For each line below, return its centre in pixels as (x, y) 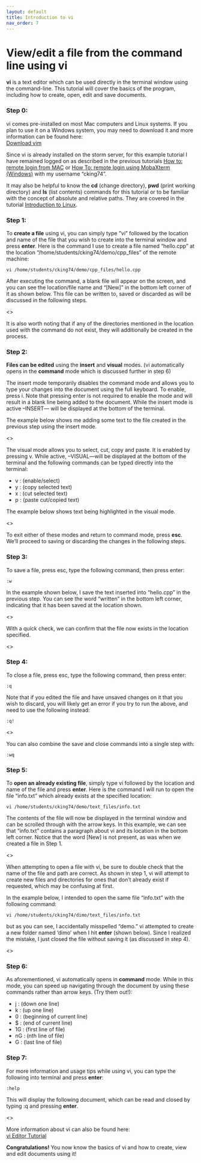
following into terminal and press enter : (55, 1077)
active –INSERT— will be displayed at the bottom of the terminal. (86, 409)
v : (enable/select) (37, 481)
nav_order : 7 (22, 23)
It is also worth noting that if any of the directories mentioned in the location (100, 323)
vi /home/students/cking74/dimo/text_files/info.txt (73, 915)
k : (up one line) (34, 1010)
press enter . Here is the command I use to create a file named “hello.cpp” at (100, 246)
